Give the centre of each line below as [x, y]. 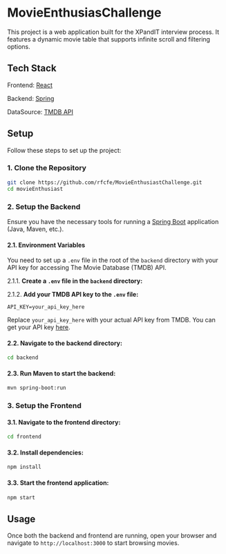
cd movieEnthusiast [35, 189]
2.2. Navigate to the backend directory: [65, 343]
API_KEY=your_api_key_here [46, 307]
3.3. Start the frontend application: [58, 483]
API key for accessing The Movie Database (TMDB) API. [87, 268]
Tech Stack [32, 68]
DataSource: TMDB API [40, 111]
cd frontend [24, 437]
